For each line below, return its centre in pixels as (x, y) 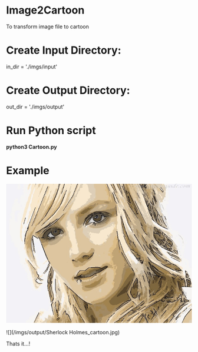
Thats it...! (18, 343)
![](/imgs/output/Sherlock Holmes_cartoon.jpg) (63, 332)
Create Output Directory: (68, 90)
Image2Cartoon (45, 10)
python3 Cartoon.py (32, 147)
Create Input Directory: (64, 50)
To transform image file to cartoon (48, 26)
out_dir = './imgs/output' (35, 107)
